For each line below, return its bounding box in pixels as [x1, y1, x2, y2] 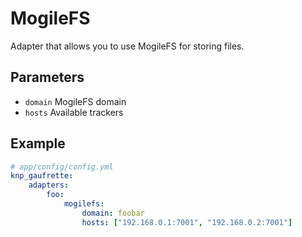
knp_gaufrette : [10, 171, 74, 181]
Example [10, 135, 66, 152]
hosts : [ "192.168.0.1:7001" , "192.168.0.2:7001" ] [81, 217, 293, 227]
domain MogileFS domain [24, 95, 127, 107]
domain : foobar [81, 208, 145, 218]
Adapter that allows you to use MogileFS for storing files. [10, 40, 245, 52]
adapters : [28, 180, 70, 191]
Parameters [10, 69, 85, 86]
